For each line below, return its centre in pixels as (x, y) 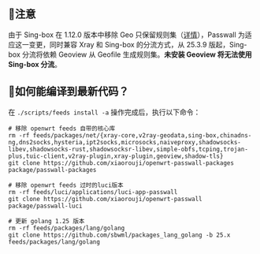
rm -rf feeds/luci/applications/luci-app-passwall (93, 192)
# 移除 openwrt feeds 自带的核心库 (62, 129)
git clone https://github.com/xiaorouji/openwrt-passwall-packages (121, 163)
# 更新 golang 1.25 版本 (46, 221)
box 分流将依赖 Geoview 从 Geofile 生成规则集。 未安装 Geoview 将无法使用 (130, 54)
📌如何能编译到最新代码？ (69, 92)
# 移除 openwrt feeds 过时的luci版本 (66, 185)
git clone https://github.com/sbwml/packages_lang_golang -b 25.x (119, 235)
